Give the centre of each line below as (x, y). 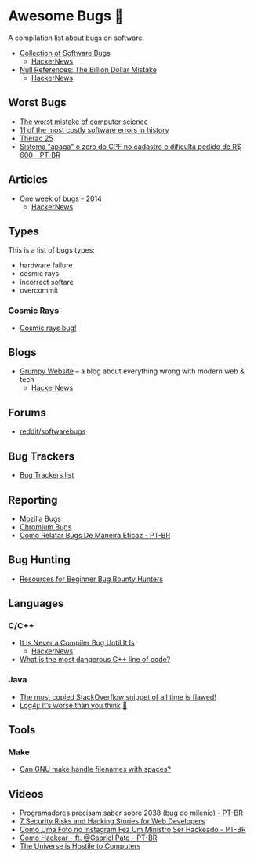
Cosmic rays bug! (48, 328)
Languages (36, 604)
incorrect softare (47, 282)
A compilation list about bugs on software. (76, 38)
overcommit (39, 290)
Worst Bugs (37, 102)
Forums (27, 412)
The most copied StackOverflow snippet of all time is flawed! (118, 696)
